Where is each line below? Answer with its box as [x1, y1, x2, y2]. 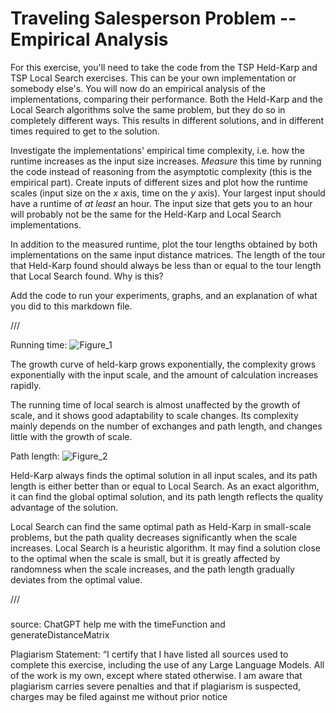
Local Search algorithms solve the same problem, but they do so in [10, 103, 286, 116]
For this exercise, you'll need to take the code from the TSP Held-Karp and [10, 61, 318, 73]
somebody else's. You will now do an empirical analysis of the [10, 82, 266, 94]
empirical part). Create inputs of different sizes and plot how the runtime [10, 176, 308, 188]
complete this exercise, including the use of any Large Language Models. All [10, 658, 325, 671]
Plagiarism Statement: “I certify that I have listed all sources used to [10, 648, 289, 660]
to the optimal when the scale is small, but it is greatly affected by [10, 552, 281, 564]
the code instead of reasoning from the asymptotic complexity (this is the [10, 165, 313, 177]
